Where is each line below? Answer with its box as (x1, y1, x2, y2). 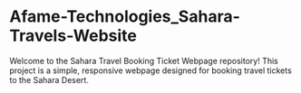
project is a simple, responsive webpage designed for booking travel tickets (9, 65, 292, 76)
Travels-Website (9, 25, 138, 46)
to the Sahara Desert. (9, 74, 89, 85)
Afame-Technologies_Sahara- (9, 6, 240, 27)
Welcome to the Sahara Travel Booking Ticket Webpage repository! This (9, 55, 279, 66)
